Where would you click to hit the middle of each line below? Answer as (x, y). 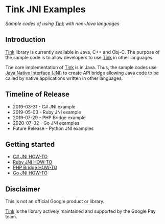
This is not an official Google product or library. (55, 201)
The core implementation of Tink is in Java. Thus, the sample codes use (81, 67)
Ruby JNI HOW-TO (32, 162)
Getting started (30, 144)
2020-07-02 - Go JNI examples (46, 123)
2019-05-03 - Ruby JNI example (47, 112)
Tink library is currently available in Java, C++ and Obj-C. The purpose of (82, 52)
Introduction (26, 40)
